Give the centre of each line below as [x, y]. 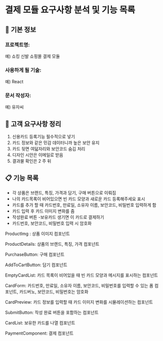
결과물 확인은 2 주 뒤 [32, 161]
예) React [14, 82]
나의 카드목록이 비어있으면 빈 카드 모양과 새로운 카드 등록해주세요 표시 [79, 199]
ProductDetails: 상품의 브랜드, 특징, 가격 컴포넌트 [52, 244]
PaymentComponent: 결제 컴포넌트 [40, 333]
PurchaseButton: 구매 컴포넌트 [35, 255]
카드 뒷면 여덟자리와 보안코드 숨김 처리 [49, 149]
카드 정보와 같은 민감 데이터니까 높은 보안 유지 [56, 143]
